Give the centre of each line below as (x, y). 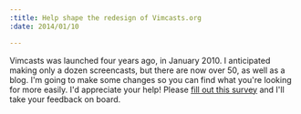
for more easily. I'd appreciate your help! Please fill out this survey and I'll (147, 89)
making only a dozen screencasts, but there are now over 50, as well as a (147, 70)
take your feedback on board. (65, 99)
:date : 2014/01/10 (44, 26)
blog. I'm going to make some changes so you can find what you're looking (150, 79)
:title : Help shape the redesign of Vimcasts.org (106, 18)
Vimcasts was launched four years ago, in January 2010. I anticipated (140, 60)
